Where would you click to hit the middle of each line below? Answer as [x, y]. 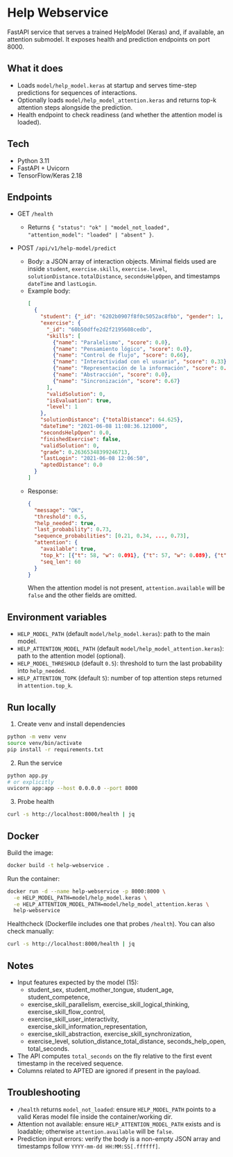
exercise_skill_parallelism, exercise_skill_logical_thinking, [109, 1004]
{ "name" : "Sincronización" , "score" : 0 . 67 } [116, 381]
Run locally [32, 707]
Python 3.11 [33, 160]
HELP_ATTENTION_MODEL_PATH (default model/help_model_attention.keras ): [120, 649]
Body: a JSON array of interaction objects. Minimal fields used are [122, 262]
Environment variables [57, 617]
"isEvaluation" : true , [79, 400]
